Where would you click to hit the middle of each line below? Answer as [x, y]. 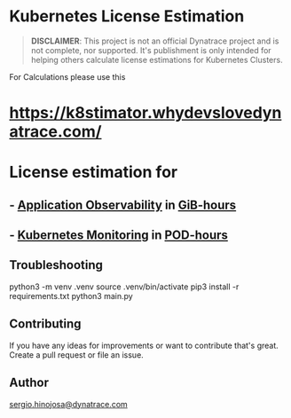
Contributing [45, 324]
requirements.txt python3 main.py [71, 296]
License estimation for [94, 173]
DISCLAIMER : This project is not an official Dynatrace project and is [155, 41]
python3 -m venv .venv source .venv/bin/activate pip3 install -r [124, 287]
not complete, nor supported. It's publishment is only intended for [151, 50]
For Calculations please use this [67, 76]
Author [29, 383]
